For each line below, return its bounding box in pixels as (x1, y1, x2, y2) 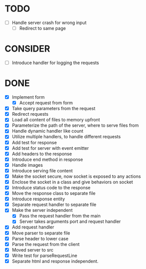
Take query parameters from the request (11, 106, 96, 112)
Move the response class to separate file (11, 190, 96, 196)
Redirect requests (11, 111, 48, 117)
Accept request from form (19, 100, 73, 106)
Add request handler (11, 224, 54, 230)
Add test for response (11, 139, 57, 145)
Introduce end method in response (11, 156, 83, 162)
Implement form (11, 94, 45, 100)
